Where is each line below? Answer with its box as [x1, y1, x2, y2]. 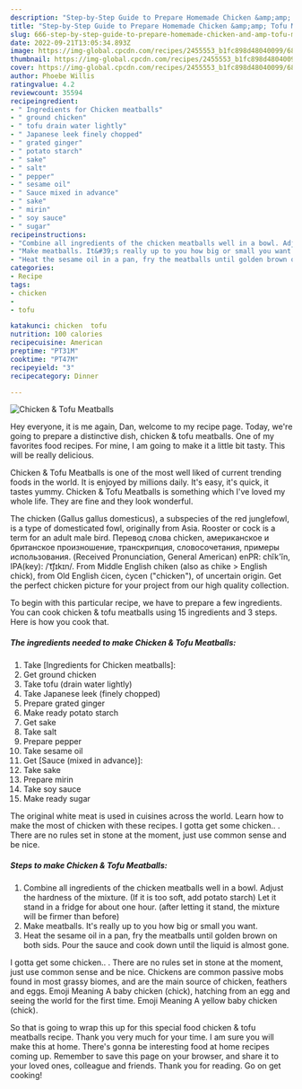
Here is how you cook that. [10, 617, 110, 628]
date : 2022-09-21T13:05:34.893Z [10, 38, 131, 48]
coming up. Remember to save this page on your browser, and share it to [10, 1051, 279, 1062]
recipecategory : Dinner [10, 372, 99, 381]
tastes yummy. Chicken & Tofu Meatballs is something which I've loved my [10, 487, 286, 497]
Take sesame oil [22, 746, 83, 757]
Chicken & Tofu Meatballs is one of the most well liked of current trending [10, 468, 281, 479]
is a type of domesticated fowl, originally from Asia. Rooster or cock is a [10, 523, 276, 534]
